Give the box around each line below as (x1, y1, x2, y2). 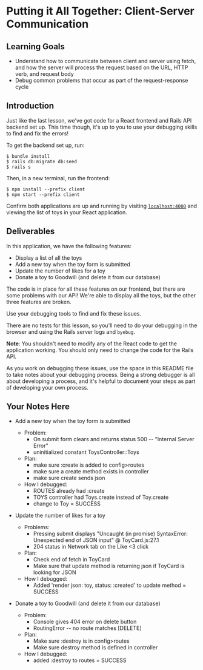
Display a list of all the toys (15, 254, 82, 262)
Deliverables (6, 226, 55, 237)
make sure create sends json (33, 475, 105, 482)
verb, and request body (15, 70, 74, 77)
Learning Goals (6, 41, 65, 52)
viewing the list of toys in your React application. (6, 208, 127, 216)
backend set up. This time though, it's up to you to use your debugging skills (6, 123, 198, 130)
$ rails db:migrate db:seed (6, 158, 78, 164)
